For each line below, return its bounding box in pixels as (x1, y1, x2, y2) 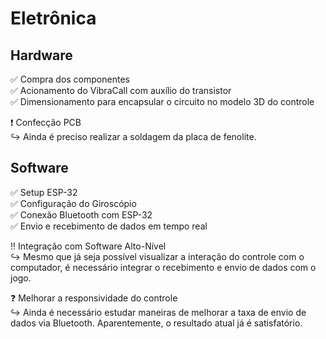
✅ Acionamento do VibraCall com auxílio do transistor (10, 85, 232, 96)
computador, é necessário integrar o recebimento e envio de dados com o (10, 261, 317, 273)
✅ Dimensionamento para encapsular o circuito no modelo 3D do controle (10, 96, 315, 107)
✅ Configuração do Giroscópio (10, 197, 137, 209)
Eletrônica (10, 7, 97, 30)
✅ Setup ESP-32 (10, 186, 78, 198)
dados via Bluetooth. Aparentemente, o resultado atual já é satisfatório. (10, 317, 303, 329)
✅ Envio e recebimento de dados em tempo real (10, 220, 208, 232)
